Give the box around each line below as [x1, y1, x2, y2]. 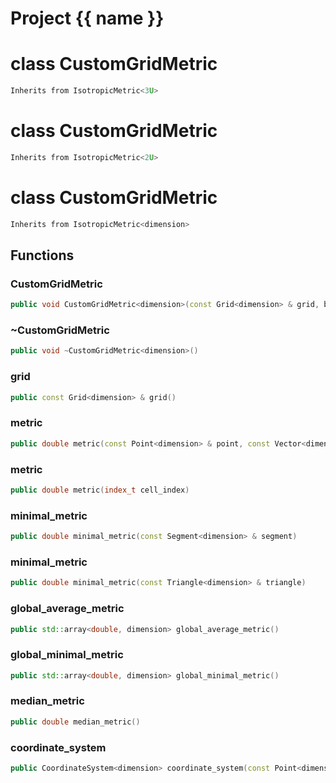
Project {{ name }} [10, 7, 165, 30]
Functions [10, 247, 75, 264]
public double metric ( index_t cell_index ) [10, 485, 190, 495]
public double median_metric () [10, 717, 141, 727]
